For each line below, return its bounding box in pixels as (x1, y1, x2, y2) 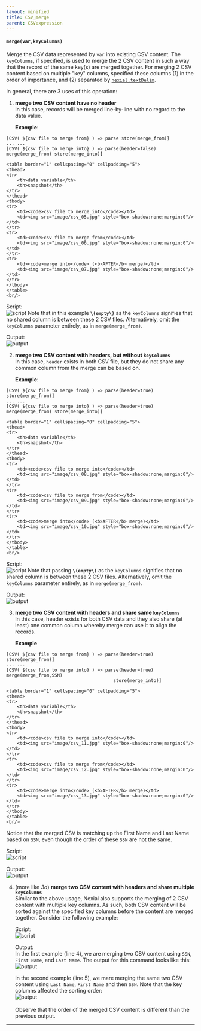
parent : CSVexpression (6, 20, 63, 26)
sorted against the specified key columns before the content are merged (14, 908, 194, 915)
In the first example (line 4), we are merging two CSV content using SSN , (14, 950, 192, 957)
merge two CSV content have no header (14, 99, 117, 107)
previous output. (14, 1012, 56, 1020)
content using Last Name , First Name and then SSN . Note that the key (14, 980, 182, 988)
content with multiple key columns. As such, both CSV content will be (14, 901, 187, 908)
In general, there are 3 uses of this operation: (6, 87, 118, 95)
